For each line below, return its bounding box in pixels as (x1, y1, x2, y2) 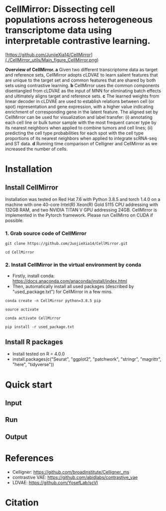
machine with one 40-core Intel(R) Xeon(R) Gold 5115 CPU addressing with (5, 202, 158, 207)
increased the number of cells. (5, 146, 68, 152)
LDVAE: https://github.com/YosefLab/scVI (12, 479, 98, 486)
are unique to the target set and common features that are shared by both (5, 77, 156, 83)
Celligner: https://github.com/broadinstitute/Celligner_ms (12, 469, 130, 475)
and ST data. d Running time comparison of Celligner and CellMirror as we (5, 140, 158, 146)
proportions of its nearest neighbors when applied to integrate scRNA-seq (5, 135, 157, 141)
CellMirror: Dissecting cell (5, 3, 115, 15)
